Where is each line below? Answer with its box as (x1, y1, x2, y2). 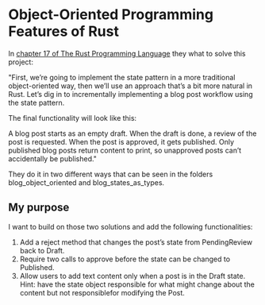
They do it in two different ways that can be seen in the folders (8, 169, 213, 179)
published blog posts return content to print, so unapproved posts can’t (8, 145, 242, 155)
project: (8, 57, 34, 67)
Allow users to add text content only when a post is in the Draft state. (19, 271, 246, 280)
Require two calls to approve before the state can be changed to (19, 254, 231, 264)
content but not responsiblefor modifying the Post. (19, 288, 185, 297)
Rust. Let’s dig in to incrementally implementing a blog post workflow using (8, 89, 253, 98)
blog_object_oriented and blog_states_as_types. (8, 177, 165, 187)
